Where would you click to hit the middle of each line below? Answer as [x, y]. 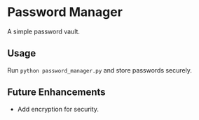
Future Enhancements [57, 92]
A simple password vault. [44, 31]
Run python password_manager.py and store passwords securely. [100, 70]
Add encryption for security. [58, 109]
